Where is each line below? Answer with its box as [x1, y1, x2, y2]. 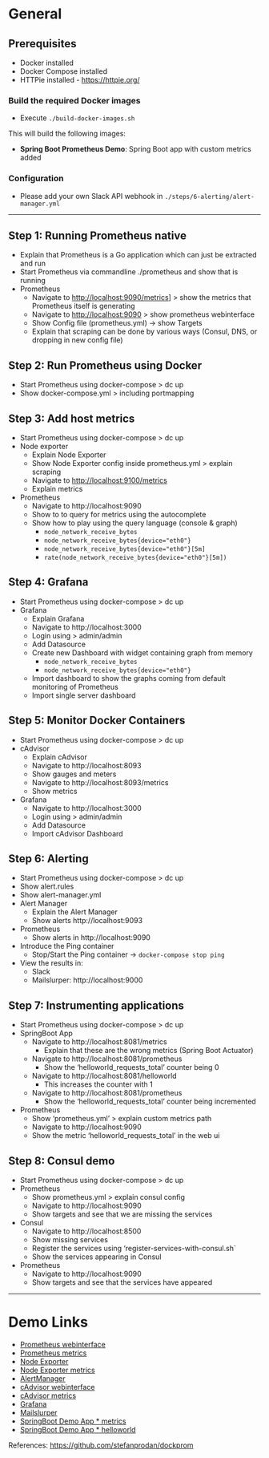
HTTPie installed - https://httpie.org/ [19, 75, 140, 84]
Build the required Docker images [8, 95, 142, 106]
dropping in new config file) [31, 335, 123, 345]
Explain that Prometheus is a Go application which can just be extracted [19, 250, 258, 260]
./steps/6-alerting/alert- [164, 192, 255, 200]
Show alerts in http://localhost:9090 [31, 933, 151, 942]
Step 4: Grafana [8, 575, 89, 589]
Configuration [8, 173, 64, 184]
